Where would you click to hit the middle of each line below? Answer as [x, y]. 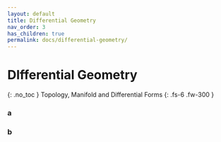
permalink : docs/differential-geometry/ [68, 40]
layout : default [31, 14]
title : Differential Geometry [52, 20]
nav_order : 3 [26, 27]
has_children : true [36, 34]
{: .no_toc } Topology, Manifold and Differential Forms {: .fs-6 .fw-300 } [111, 95]
